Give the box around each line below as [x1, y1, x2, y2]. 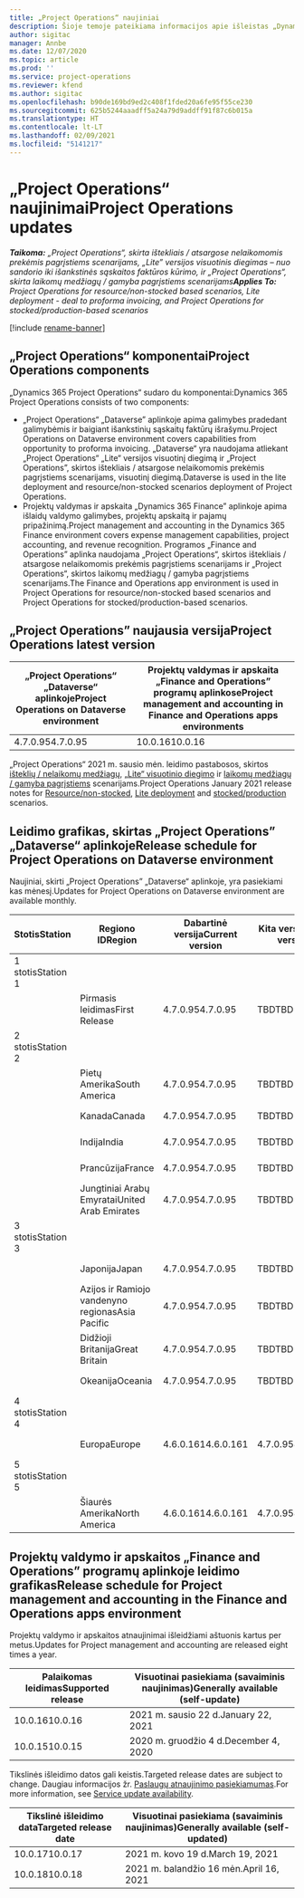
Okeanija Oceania [80, 1375, 153, 1387]
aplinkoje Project [34, 692, 107, 705]
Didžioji [80, 1332, 112, 1345]
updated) [186, 1832, 228, 1845]
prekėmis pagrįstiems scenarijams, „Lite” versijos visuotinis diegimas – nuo [9, 256, 291, 267]
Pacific [80, 1317, 109, 1329]
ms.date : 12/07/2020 [9, 47, 88, 56]
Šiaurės [80, 1496, 112, 1509]
